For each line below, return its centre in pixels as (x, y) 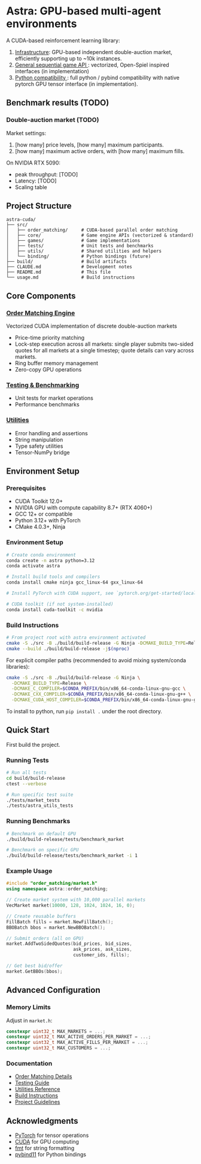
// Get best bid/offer (34, 966)
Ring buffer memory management (57, 363)
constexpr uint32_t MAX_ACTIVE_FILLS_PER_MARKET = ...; (77, 1043)
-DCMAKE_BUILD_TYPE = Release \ (49, 683)
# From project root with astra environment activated (76, 638)
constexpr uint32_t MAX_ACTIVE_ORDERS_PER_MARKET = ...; (79, 1037)
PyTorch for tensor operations (52, 1135)
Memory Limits (28, 1007)
